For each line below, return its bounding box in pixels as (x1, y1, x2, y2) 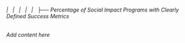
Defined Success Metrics (6, 12, 70, 19)
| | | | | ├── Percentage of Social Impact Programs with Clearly (6, 6, 179, 13)
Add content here (6, 31, 50, 39)
